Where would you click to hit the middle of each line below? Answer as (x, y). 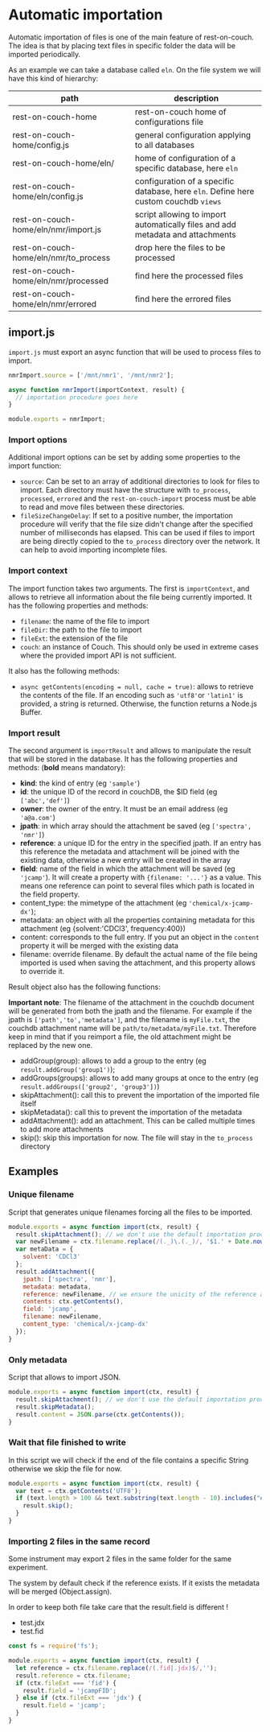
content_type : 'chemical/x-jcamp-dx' (86, 1324)
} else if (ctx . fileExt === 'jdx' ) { (79, 1698)
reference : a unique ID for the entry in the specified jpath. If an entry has (141, 843)
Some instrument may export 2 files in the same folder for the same (120, 1559)
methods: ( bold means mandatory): (67, 768)
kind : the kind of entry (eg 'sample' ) (80, 783)
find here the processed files (189, 275)
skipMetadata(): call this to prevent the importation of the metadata (131, 1112)
